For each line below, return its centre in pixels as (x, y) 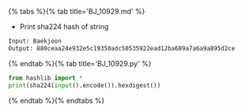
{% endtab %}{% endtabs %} (57, 100)
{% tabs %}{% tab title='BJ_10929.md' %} (77, 11)
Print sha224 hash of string (64, 26)
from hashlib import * (46, 78)
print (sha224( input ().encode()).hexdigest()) (84, 85)
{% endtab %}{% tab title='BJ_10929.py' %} (80, 63)
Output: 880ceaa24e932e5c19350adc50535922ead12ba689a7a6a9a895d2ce (122, 48)
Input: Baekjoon (35, 41)
